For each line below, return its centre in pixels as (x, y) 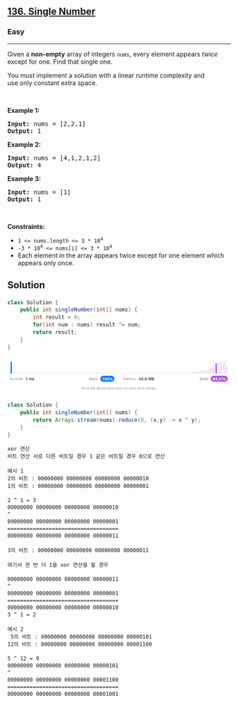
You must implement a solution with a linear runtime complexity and (106, 75)
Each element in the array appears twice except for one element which (121, 255)
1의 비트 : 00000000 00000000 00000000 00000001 (78, 486)
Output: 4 (24, 165)
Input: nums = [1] (39, 192)
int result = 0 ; (57, 317)
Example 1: (24, 110)
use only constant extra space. (52, 83)
